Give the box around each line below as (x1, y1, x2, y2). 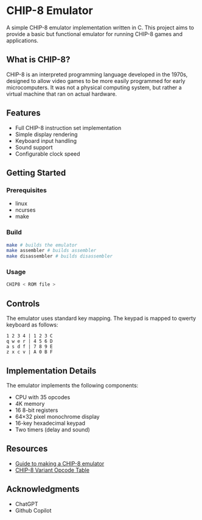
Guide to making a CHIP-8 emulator (15, 460, 105, 467)
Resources (6, 444, 48, 454)
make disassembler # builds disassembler (6, 253, 113, 259)
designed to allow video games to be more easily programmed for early (6, 77, 186, 84)
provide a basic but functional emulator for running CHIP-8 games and (6, 30, 183, 37)
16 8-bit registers (15, 406, 58, 414)
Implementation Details (6, 366, 97, 376)
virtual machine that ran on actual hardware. (6, 90, 117, 98)
